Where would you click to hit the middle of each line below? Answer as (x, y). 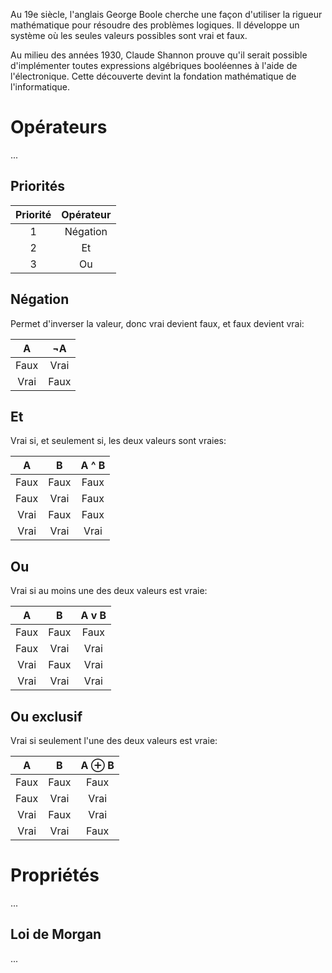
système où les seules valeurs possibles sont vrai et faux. (129, 35)
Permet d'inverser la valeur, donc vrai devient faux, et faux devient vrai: (157, 323)
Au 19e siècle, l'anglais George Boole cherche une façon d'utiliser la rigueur (166, 14)
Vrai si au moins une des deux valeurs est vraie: (109, 591)
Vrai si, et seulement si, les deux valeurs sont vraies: (118, 441)
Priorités (37, 186)
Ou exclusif (46, 716)
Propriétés (55, 875)
